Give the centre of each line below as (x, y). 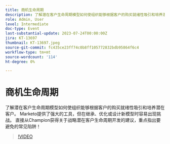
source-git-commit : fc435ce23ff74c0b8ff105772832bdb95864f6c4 (72, 47)
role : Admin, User (25, 19)
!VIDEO (25, 136)
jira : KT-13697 (21, 38)
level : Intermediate (27, 24)
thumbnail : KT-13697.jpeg (32, 43)
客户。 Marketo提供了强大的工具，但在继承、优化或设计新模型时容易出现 (81, 114)
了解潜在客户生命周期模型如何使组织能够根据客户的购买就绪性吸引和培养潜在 (85, 108)
